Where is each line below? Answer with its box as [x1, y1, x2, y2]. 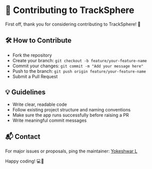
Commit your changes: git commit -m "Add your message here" [12, 63, 143, 69]
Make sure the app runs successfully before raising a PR [12, 112, 129, 118]
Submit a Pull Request [12, 73, 58, 79]
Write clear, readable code [12, 101, 67, 107]
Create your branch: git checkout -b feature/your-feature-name [12, 57, 147, 63]
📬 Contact [5, 132, 40, 141]
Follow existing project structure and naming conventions [12, 106, 131, 112]
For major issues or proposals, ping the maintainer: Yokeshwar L [5, 148, 137, 154]
